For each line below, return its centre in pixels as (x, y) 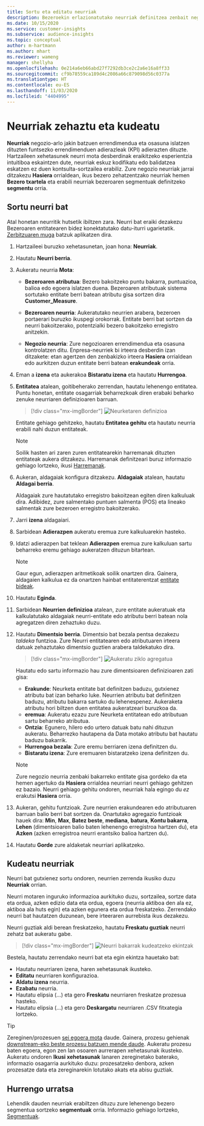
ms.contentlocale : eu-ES (38, 85)
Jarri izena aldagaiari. (43, 520)
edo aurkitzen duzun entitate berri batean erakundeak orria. (100, 363)
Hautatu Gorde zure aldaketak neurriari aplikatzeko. (80, 844)
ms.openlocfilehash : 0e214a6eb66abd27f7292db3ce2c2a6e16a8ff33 (88, 68)
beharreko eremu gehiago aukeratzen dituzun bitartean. (85, 550)
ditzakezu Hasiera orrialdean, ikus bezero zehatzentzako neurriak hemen (98, 175)
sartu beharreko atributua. (57, 720)
